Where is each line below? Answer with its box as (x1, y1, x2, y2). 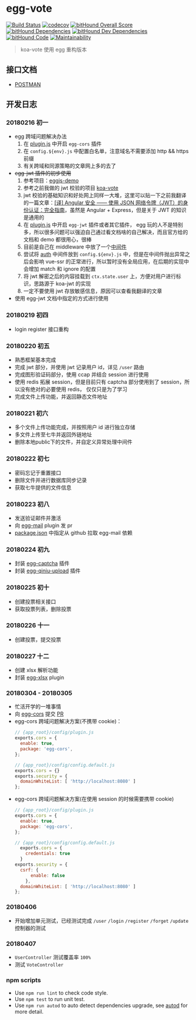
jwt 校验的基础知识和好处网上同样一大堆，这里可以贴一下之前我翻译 (23, 192, 187, 199)
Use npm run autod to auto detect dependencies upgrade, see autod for (14, 1002, 188, 1009)
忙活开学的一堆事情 (14, 703, 62, 710)
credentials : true (25, 850, 70, 857)
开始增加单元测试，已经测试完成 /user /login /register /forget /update (14, 917, 189, 924)
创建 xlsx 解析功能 (14, 667, 59, 674)
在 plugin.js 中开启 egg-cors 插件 (23, 140, 102, 147)
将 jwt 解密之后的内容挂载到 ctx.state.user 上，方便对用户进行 (23, 273, 177, 280)
